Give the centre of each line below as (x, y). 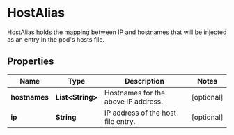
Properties (31, 62)
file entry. (120, 121)
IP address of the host (140, 113)
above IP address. (134, 101)
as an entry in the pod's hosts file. (56, 39)
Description (145, 81)
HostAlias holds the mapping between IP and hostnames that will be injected (117, 32)
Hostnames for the (135, 93)
